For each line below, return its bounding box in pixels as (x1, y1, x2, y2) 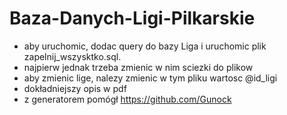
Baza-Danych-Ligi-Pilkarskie (9, 7, 256, 30)
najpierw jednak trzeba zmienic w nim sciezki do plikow (23, 61, 254, 73)
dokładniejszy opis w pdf (23, 82, 127, 94)
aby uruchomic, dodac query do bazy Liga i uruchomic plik (23, 40, 267, 52)
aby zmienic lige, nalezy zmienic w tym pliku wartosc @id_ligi (23, 72, 278, 84)
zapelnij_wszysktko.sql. (23, 50, 122, 62)
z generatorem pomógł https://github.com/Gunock (23, 93, 232, 105)
